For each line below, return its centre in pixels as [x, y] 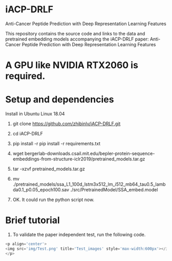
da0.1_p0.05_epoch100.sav [41, 190]
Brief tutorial [33, 220]
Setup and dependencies [60, 100]
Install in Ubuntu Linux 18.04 [35, 114]
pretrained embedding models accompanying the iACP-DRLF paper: [77, 39]
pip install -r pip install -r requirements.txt [57, 144]
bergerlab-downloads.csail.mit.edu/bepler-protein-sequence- [90, 154]
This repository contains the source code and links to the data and [75, 33]
